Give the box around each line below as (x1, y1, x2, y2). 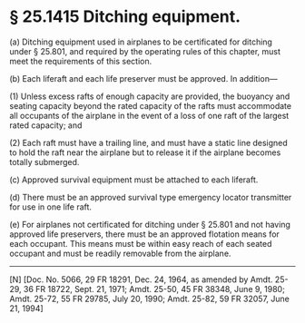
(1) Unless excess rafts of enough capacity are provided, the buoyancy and (9, 91, 290, 102)
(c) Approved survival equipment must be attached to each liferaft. (9, 174, 259, 185)
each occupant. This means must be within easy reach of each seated (9, 238, 272, 249)
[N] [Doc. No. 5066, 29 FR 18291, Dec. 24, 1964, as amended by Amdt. (9, 274, 273, 285)
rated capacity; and (9, 120, 83, 131)
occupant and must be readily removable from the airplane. (9, 248, 231, 259)
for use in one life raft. (9, 201, 93, 212)
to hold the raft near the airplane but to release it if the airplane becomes (9, 147, 281, 158)
